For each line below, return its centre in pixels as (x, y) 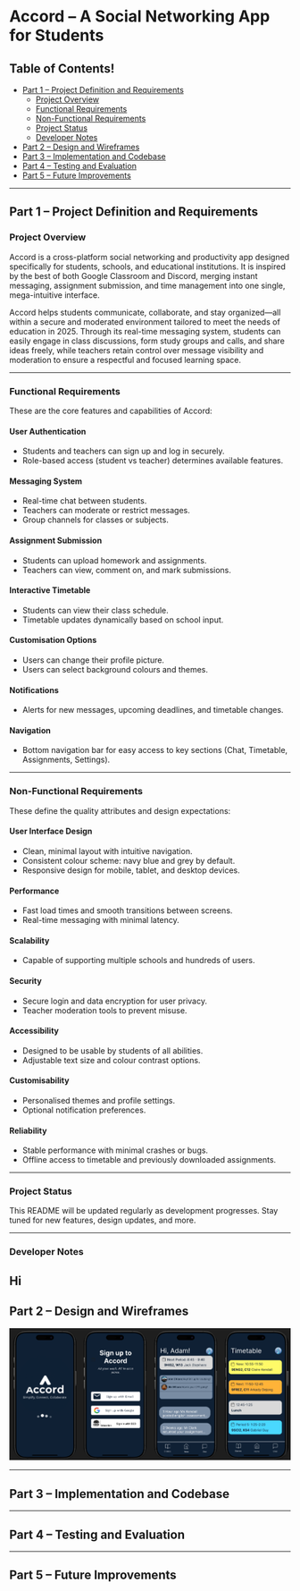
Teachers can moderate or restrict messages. (106, 511)
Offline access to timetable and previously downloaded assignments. (149, 1160)
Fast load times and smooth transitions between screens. (127, 910)
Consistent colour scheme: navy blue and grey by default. (129, 860)
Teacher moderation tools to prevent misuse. (104, 1010)
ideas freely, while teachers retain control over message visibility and (137, 350)
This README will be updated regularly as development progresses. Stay (144, 1211)
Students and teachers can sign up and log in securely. (123, 451)
